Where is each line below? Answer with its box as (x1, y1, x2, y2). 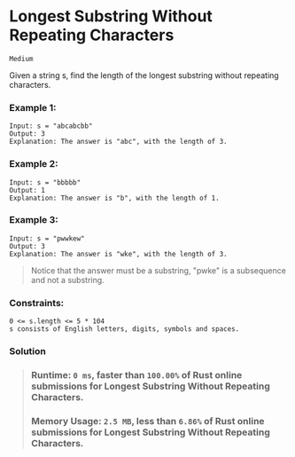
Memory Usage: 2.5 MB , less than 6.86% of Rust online (30, 414, 265, 427)
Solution (9, 345, 47, 358)
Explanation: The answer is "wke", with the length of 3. (9, 249, 228, 258)
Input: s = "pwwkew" (9, 233, 86, 243)
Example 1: (9, 101, 57, 114)
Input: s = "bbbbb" (9, 177, 82, 187)
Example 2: (9, 158, 58, 170)
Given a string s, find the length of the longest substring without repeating (9, 69, 279, 81)
